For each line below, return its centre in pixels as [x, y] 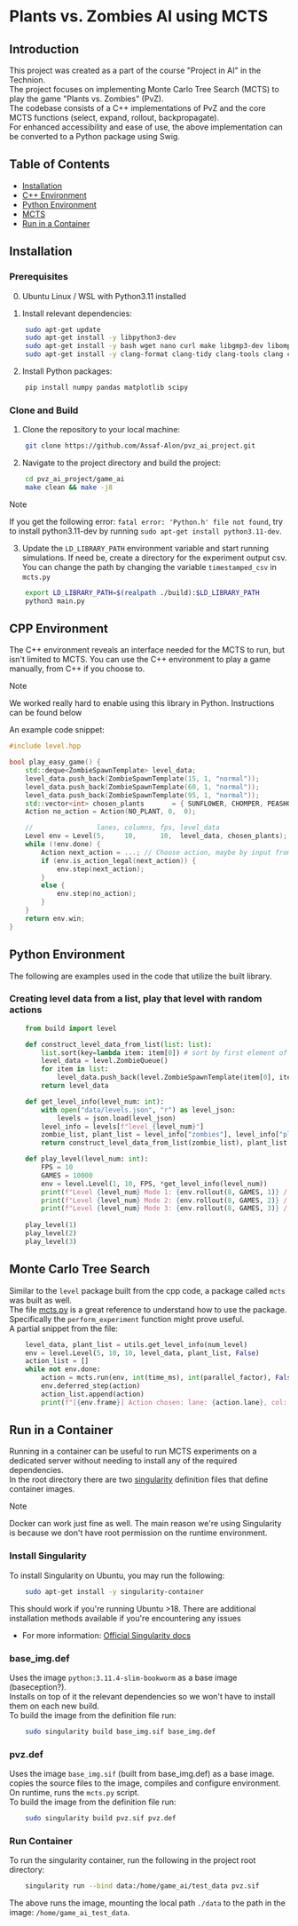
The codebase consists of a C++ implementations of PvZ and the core [137, 108]
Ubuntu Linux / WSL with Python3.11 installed [104, 296]
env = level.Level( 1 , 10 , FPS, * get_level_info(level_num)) [154, 1184]
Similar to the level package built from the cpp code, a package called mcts [147, 1290]
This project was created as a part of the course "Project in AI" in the [135, 70]
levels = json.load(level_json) [116, 1118]
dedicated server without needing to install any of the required [123, 1461]
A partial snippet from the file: [63, 1328]
